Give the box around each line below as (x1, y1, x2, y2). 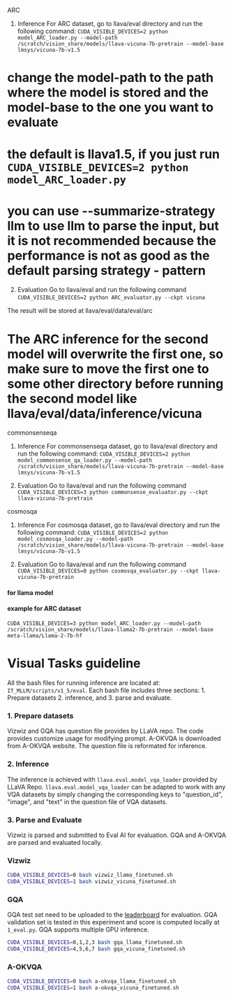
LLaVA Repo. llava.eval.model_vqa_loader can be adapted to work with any (7, 782, 226, 791)
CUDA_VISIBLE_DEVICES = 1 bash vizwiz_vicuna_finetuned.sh (7, 878, 176, 885)
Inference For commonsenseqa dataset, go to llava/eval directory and (17, 442, 218, 451)
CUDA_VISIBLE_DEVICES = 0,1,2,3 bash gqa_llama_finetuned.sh (7, 939, 183, 946)
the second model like (7, 391, 137, 407)
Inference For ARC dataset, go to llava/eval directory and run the (17, 20, 203, 27)
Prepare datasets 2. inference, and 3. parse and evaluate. (7, 693, 172, 702)
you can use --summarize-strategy (7, 203, 216, 219)
